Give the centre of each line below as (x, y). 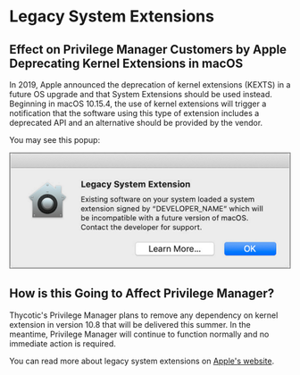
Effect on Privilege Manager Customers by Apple (148, 50)
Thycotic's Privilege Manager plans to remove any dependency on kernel (144, 315)
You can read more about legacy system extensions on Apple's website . (142, 361)
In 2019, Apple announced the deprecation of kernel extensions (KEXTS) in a (150, 85)
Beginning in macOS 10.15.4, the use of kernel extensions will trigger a (138, 104)
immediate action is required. (62, 343)
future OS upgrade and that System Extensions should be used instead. (141, 94)
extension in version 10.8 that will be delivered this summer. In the (130, 324)
